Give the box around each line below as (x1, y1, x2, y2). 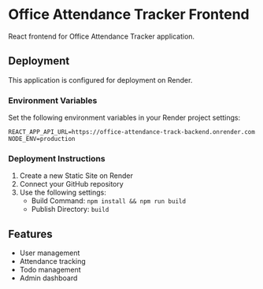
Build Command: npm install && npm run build (31, 196, 187, 206)
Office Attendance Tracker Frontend (8, 6, 250, 24)
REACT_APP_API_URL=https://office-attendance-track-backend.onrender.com (8, 128, 256, 136)
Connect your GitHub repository (19, 180, 124, 189)
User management (19, 248, 80, 258)
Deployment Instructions (8, 153, 106, 164)
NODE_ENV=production (8, 135, 76, 143)
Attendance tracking (19, 257, 87, 266)
